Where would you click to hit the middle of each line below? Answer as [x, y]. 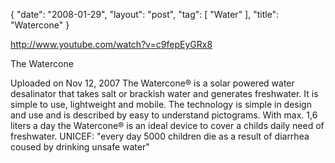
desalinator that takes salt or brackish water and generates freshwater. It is [164, 93]
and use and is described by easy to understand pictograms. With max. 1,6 [164, 115]
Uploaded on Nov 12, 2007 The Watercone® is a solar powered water [152, 83]
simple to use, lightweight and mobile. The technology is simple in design [161, 104]
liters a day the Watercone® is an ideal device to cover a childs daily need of [167, 125]
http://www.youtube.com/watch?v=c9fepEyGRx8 [111, 44]
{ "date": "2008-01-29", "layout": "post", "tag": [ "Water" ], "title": [145, 14]
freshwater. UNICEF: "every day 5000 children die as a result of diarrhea [160, 136]
